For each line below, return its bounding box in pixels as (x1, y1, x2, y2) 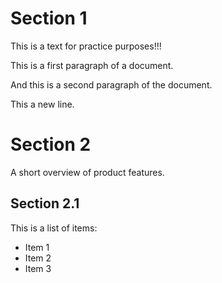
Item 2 (24, 252, 52, 264)
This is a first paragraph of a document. (10, 59, 174, 71)
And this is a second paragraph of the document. (10, 78, 213, 91)
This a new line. (10, 98, 75, 110)
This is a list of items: (10, 222, 98, 234)
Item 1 (24, 241, 50, 253)
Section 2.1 (10, 195, 80, 212)
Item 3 (24, 262, 52, 274)
